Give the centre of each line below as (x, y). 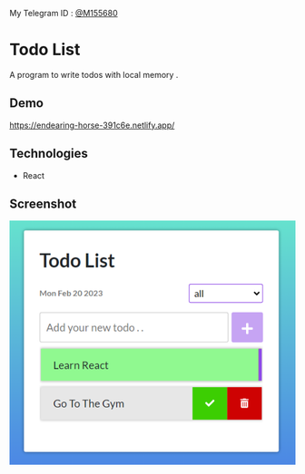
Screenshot (43, 203)
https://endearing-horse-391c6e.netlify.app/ (92, 125)
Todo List (45, 50)
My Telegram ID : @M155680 (64, 13)
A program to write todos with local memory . (94, 74)
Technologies (49, 154)
